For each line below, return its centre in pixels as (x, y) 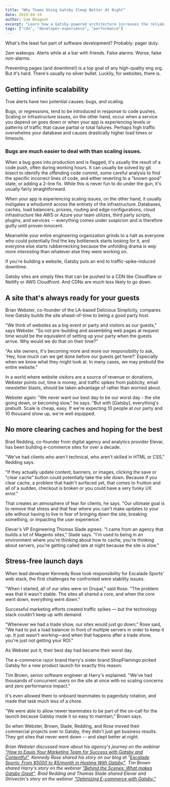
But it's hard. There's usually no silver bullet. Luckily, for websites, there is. (83, 73)
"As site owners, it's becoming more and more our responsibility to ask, (80, 351)
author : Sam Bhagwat (27, 19)
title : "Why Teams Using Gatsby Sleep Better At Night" (65, 10)
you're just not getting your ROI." (39, 640)
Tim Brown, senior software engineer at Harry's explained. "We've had (79, 675)
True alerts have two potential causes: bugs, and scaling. (65, 101)
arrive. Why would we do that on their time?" (52, 341)
